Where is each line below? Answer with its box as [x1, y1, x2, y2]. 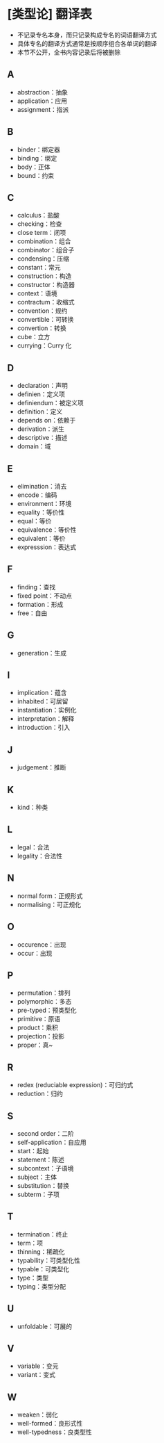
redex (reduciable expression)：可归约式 [17, 1081, 134, 1089]
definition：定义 [17, 407, 63, 416]
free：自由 [17, 609, 48, 617]
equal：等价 [17, 517, 52, 525]
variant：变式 [17, 1371, 55, 1379]
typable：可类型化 [17, 1264, 70, 1273]
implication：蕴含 [17, 689, 67, 697]
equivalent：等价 [17, 535, 66, 542]
